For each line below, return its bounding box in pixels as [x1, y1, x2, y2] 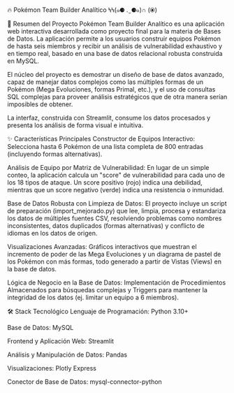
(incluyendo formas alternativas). [7, 150, 103, 158]
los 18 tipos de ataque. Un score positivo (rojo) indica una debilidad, [7, 178, 203, 187]
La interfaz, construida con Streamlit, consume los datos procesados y [7, 114, 211, 122]
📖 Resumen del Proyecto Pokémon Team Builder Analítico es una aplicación [7, 20, 225, 28]
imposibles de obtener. [7, 100, 73, 108]
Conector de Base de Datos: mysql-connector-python [7, 378, 162, 386]
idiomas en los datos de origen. [7, 229, 98, 237]
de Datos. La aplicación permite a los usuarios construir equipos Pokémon [7, 34, 221, 43]
